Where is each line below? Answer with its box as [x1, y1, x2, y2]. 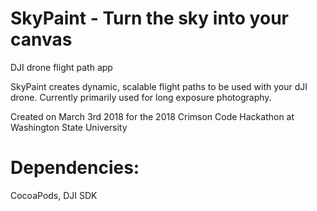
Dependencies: [10, 157, 140, 179]
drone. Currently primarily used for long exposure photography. [10, 91, 272, 103]
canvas [10, 28, 73, 51]
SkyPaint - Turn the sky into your [10, 7, 289, 30]
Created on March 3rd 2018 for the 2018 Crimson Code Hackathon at [10, 110, 295, 122]
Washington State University [10, 121, 128, 133]
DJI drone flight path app [10, 61, 113, 73]
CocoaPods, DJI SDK [10, 189, 98, 201]
